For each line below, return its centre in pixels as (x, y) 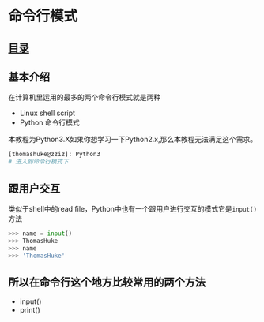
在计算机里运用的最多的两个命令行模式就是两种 (84, 97)
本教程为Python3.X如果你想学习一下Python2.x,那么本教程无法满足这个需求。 (133, 140)
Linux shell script (47, 113)
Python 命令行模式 (50, 122)
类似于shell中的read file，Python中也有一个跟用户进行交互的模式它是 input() (133, 208)
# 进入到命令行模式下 (38, 162)
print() (30, 310)
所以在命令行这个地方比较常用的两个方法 (107, 282)
